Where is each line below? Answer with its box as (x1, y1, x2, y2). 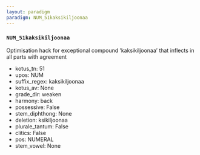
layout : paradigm (6, 8, 50, 15)
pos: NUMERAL (15, 136, 54, 143)
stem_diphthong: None (15, 110, 72, 117)
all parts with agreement (6, 53, 67, 61)
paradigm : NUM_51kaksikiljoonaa (6, 15, 88, 21)
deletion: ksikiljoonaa (15, 116, 68, 124)
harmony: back (15, 97, 53, 104)
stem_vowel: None (15, 142, 61, 149)
